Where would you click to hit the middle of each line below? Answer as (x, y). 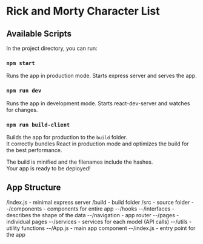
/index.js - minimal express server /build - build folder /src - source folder (98, 202)
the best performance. (34, 150)
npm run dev (24, 91)
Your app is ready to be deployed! (48, 168)
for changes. (22, 110)
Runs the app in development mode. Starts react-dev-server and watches (98, 103)
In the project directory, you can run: (52, 48)
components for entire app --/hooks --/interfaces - (111, 209)
